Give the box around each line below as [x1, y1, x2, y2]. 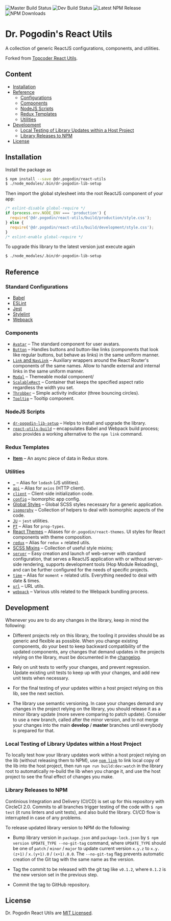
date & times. [12, 578, 41, 584]
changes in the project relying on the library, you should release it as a [12, 706, 161, 712]
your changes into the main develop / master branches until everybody [12, 722, 163, 728]
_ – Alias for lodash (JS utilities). [12, 480, 80, 486]
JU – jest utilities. [12, 518, 50, 524]
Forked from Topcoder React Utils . [5, 55, 78, 61]
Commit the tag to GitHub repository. [12, 882, 90, 888]
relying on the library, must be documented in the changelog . [12, 654, 141, 660]
